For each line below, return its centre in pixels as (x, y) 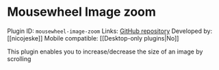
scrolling (19, 58)
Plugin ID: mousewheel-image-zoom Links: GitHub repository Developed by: (110, 31)
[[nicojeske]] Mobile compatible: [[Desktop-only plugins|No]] (93, 38)
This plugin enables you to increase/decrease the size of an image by (105, 51)
